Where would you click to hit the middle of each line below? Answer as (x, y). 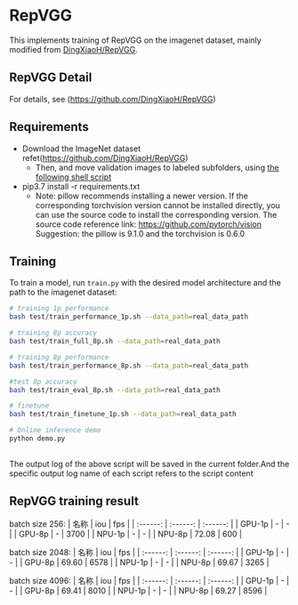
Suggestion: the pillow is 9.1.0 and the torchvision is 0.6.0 (140, 233)
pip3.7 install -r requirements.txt (81, 186)
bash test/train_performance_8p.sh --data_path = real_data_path (129, 366)
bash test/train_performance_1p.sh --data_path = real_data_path (129, 317)
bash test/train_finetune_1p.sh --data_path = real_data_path (123, 415)
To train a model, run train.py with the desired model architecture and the (145, 283)
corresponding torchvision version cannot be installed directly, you (157, 205)
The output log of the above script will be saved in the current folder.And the (149, 464)
